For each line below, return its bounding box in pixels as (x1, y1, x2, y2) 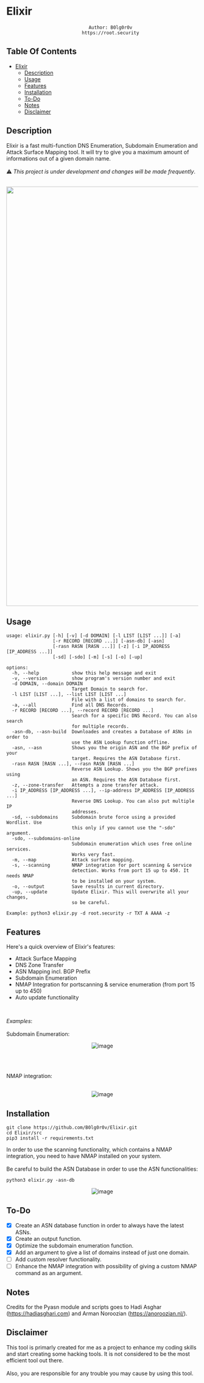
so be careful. (71, 900, 111, 906)
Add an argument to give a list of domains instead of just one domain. (15, 1249, 190, 1256)
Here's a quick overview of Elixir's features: (6, 943, 116, 950)
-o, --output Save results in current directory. (12, 883, 165, 890)
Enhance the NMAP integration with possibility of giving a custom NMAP (15, 1263, 197, 1270)
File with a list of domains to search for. (71, 697, 187, 703)
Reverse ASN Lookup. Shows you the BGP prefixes (71, 766, 198, 772)
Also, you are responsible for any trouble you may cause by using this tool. (6, 1370, 194, 1377)
